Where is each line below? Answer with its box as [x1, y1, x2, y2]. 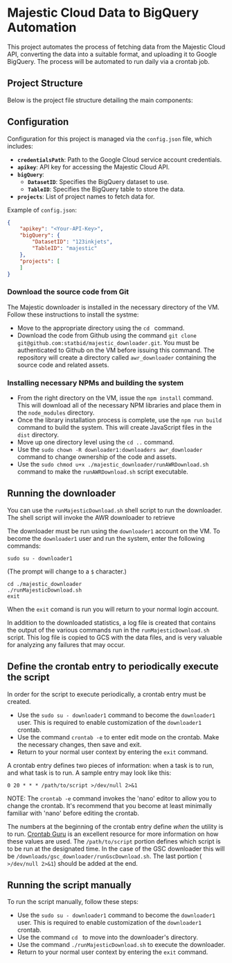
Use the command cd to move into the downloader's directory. [17, 933, 199, 941]
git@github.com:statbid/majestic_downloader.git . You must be [17, 338, 199, 346]
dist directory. [17, 430, 60, 439]
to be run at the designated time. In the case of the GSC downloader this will [7, 844, 225, 853]
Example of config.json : [7, 206, 78, 214]
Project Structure [7, 78, 83, 90]
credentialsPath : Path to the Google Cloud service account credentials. [17, 155, 222, 164]
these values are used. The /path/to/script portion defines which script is [7, 837, 221, 845]
